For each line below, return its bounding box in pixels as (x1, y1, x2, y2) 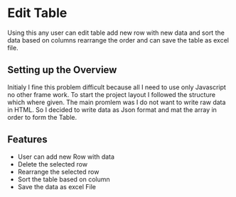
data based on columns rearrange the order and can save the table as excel (7, 35, 230, 44)
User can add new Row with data (17, 152, 115, 161)
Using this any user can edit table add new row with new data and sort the (7, 28, 225, 37)
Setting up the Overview (7, 64, 117, 76)
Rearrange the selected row (17, 167, 100, 176)
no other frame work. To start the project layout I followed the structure (7, 90, 215, 98)
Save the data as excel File (17, 182, 97, 191)
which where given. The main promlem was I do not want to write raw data (7, 98, 226, 106)
